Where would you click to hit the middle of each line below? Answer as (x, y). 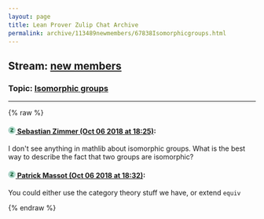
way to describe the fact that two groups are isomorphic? (101, 157)
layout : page (29, 16)
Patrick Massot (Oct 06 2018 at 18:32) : (81, 175)
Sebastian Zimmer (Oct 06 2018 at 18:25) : (87, 131)
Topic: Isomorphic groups (58, 88)
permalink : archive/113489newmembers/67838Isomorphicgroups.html (117, 33)
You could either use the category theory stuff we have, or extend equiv (125, 193)
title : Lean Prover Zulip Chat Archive (73, 25)
